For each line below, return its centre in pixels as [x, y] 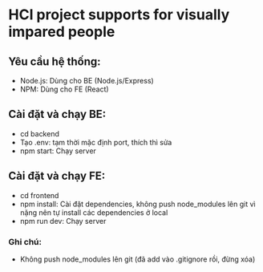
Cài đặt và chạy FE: [57, 176]
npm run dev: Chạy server [63, 221]
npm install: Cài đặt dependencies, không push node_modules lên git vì [138, 204]
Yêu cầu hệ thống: [55, 61]
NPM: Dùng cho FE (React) [65, 89]
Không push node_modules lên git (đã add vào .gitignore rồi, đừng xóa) [138, 259]
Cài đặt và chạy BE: [57, 114]
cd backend [40, 133]
